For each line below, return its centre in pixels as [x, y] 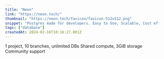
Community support [25, 51]
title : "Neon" [20, 10]
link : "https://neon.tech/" [34, 14]
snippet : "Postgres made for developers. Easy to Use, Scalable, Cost [78, 23]
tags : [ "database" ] [25, 28]
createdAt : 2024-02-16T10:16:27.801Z [43, 32]
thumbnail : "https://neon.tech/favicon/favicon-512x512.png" [69, 19]
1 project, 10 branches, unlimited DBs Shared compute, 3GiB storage [74, 46]
